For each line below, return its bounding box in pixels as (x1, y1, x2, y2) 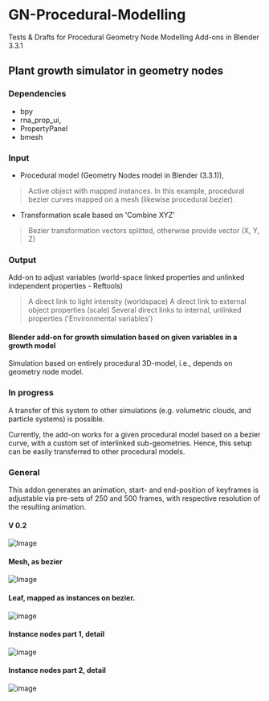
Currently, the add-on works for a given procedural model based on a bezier (8, 429, 261, 439)
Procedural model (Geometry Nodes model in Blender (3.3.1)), (19, 170, 225, 180)
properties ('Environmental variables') (27, 314, 153, 323)
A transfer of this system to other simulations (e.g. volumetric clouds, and (8, 405, 251, 415)
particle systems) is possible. (8, 414, 105, 424)
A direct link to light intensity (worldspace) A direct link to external (27, 297, 247, 306)
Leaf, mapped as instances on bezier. (8, 593, 136, 603)
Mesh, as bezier (8, 556, 63, 566)
